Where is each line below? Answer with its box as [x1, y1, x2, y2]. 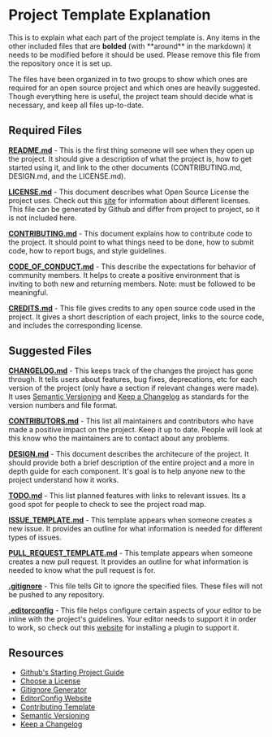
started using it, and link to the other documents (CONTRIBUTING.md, [8, 163, 243, 172]
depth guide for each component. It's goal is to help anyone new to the [8, 466, 246, 476]
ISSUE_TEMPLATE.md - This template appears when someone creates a [8, 514, 253, 525]
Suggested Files [8, 344, 92, 358]
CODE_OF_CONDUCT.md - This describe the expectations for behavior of [8, 262, 257, 271]
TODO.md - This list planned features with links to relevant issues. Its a [8, 490, 246, 501]
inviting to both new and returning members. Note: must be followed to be [8, 279, 256, 288]
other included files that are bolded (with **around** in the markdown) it [8, 41, 252, 50]
